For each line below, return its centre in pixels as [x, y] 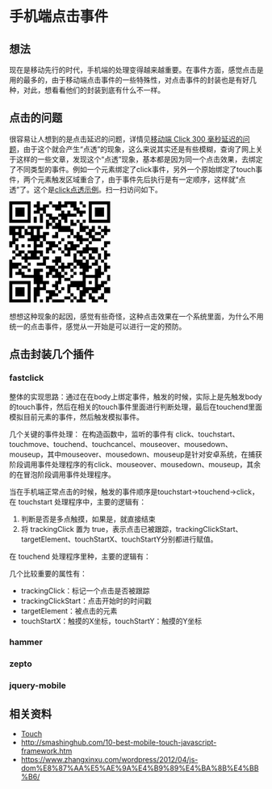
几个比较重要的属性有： [48, 573]
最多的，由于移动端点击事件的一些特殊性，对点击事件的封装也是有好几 [140, 80]
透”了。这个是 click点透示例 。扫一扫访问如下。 [86, 189]
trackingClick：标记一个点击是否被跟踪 [85, 590]
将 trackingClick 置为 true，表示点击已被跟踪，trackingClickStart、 [132, 529]
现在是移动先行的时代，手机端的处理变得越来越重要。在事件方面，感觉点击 [133, 70]
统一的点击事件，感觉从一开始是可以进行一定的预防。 [98, 326]
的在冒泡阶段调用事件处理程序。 [62, 475]
